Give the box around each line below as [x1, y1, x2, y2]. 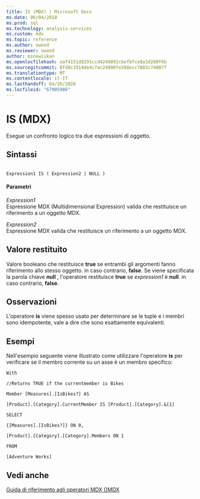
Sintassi [6, 150, 37, 160]
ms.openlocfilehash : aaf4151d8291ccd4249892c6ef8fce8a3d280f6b [6, 59, 167, 65]
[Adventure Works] [6, 454, 52, 460]
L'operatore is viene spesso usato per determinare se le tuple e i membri [6, 312, 184, 320]
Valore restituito [6, 245, 67, 255]
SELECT [6, 412, 23, 418]
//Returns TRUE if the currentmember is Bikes [6, 381, 124, 387]
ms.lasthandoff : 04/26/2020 [6, 81, 76, 87]
